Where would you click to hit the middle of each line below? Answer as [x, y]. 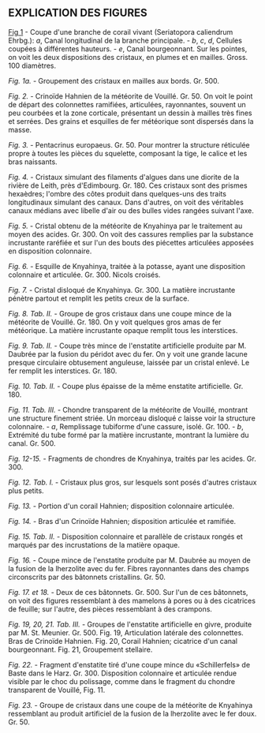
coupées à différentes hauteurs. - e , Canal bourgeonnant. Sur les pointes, [128, 49]
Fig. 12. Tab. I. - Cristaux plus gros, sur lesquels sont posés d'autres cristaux [132, 482]
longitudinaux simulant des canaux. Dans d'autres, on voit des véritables [126, 202]
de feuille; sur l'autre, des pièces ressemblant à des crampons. [110, 609]
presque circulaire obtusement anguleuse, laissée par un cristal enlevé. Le [129, 362]
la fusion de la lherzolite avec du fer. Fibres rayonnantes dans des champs [129, 568]
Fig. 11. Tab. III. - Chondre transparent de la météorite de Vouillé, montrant [128, 410]
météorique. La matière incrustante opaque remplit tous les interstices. [123, 330]
